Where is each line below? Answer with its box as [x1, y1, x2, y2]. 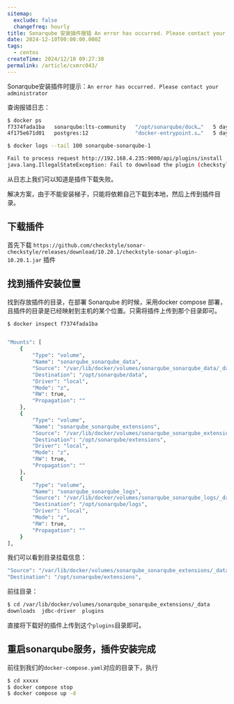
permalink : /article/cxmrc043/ [7, 62, 98, 69]
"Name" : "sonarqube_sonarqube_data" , [32, 358, 141, 365]
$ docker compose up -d [7, 690, 77, 697]
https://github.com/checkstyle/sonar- [33, 242, 146, 249]
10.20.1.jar [7, 257, 42, 263]
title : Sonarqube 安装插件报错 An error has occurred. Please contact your [7, 29, 226, 37]
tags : [7, 43, 23, 49]
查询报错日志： [7, 102, 50, 112]
